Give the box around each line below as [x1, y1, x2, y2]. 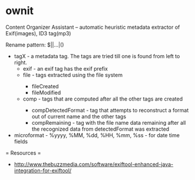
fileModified [31, 89, 61, 96]
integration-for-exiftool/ [14, 166, 72, 174]
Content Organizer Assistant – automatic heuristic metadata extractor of [5, 24, 180, 31]
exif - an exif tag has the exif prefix [22, 65, 108, 72]
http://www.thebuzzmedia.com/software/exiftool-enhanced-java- [14, 161, 174, 168]
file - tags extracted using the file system [22, 71, 123, 78]
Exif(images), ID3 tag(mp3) [5, 29, 71, 36]
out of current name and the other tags [31, 113, 127, 120]
